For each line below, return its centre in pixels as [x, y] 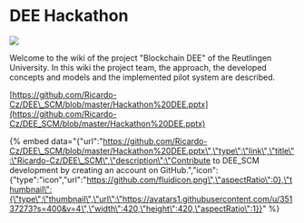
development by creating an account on [84, 170]
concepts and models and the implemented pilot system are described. [142, 77]
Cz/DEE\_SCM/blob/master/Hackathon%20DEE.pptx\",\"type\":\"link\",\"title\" [152, 150]
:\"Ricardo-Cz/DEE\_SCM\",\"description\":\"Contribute [110, 160]
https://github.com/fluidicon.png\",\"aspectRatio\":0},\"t [189, 179]
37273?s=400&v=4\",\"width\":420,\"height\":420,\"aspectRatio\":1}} [136, 208]
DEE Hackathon [69, 16]
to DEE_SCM [236, 160]
